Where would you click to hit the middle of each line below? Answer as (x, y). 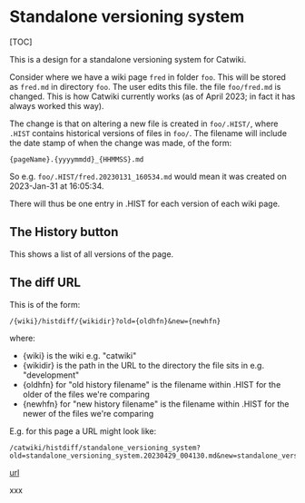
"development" (51, 375)
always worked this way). (57, 105)
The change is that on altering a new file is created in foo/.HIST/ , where (144, 123)
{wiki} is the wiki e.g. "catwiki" (79, 355)
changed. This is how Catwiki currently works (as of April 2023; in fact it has (152, 96)
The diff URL (45, 283)
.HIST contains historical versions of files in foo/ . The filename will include (148, 133)
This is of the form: (45, 304)
